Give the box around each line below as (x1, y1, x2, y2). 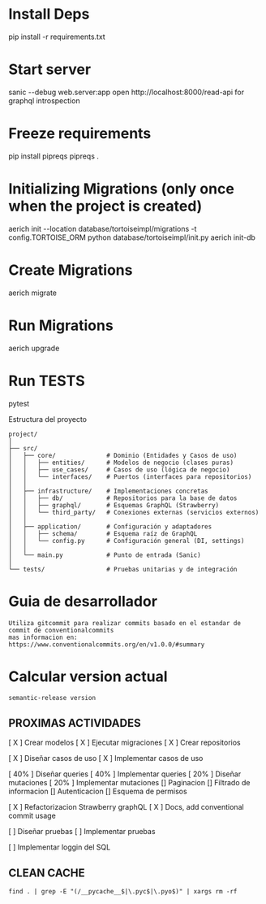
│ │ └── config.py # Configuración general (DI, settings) (8, 537, 245, 545)
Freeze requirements (8, 124, 152, 143)
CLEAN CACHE (8, 866, 85, 880)
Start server (8, 60, 92, 79)
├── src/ (8, 444, 38, 452)
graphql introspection (8, 95, 80, 106)
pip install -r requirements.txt (8, 32, 105, 41)
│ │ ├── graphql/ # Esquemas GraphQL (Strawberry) (8, 501, 220, 509)
